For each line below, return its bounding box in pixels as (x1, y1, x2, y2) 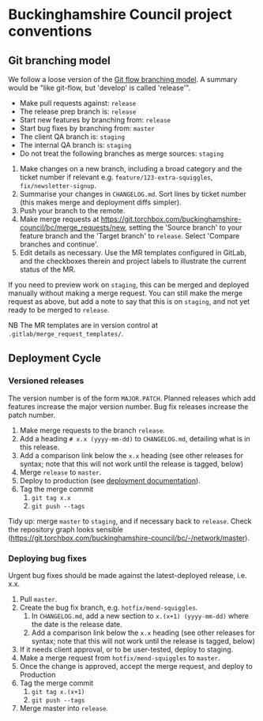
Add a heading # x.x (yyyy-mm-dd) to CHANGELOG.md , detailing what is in (19, 434, 250, 443)
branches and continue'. (19, 239, 99, 249)
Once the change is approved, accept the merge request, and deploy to (19, 661, 253, 670)
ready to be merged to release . (8, 306, 110, 314)
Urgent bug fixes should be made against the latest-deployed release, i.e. (8, 570, 247, 580)
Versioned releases (8, 375, 85, 386)
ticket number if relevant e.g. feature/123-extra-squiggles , (19, 172, 213, 182)
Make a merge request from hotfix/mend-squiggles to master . (19, 653, 220, 663)
